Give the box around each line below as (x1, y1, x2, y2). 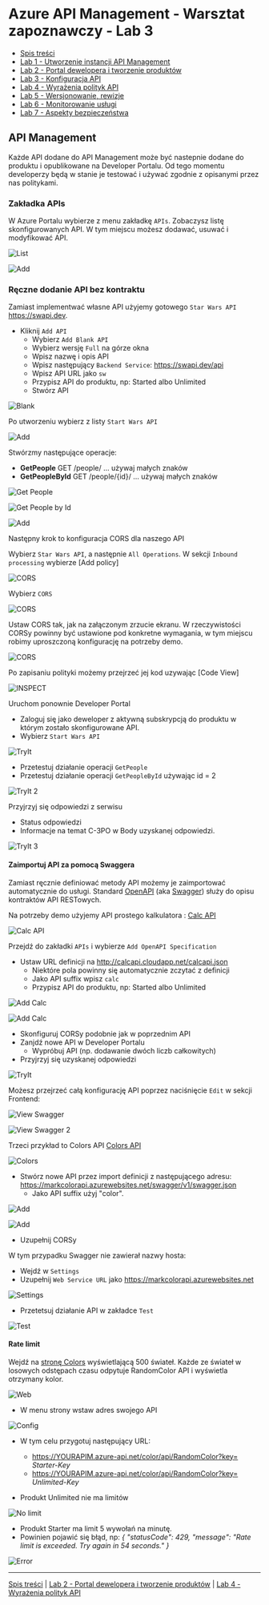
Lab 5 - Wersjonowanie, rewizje (19, 90, 125, 100)
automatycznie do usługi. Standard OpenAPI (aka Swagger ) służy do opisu (8, 886, 255, 896)
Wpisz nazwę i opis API (31, 351, 110, 361)
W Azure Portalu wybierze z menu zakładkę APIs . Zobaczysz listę (8, 216, 224, 226)
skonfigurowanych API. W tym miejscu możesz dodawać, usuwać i (8, 225, 229, 235)
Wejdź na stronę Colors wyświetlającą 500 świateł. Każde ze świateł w (8, 1357, 242, 1366)
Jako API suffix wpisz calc (31, 973, 120, 983)
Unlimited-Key (31, 1477, 79, 1487)
